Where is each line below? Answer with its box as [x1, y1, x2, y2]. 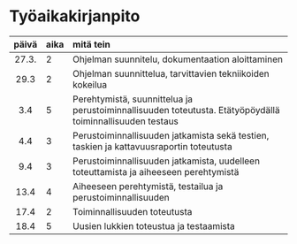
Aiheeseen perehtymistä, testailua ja [72, 179, 224, 192]
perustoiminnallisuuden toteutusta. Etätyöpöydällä [72, 103, 280, 116]
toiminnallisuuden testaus [72, 115, 179, 127]
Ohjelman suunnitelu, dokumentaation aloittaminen [72, 53, 283, 65]
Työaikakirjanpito [9, 6, 141, 27]
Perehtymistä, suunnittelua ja [72, 93, 193, 105]
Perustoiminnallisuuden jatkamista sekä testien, [72, 129, 270, 141]
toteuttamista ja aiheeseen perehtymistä [72, 165, 240, 178]
